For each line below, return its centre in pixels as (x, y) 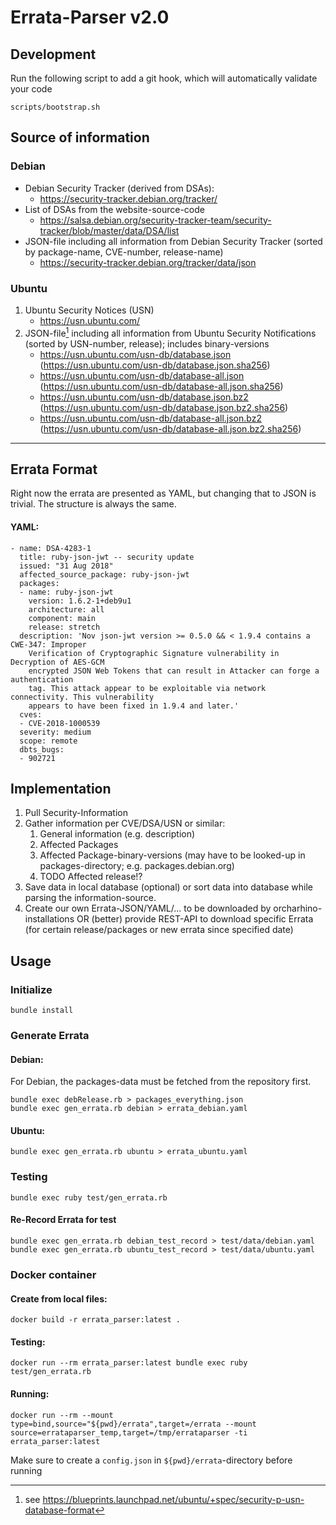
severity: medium (55, 732)
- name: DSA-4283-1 (51, 548)
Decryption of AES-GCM (57, 662)
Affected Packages (79, 845)
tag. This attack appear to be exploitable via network (147, 688)
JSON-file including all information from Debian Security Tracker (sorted (173, 241)
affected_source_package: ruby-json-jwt (104, 574)
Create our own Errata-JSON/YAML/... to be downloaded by (148, 908)
